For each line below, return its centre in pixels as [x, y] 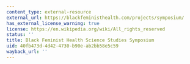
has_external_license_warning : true [53, 23]
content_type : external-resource [49, 12]
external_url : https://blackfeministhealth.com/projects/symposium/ [95, 18]
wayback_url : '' [27, 52]
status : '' [20, 35]
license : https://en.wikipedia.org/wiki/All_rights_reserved [86, 29]
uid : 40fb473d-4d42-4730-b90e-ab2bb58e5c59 [63, 46]
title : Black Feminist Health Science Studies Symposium [80, 40]
